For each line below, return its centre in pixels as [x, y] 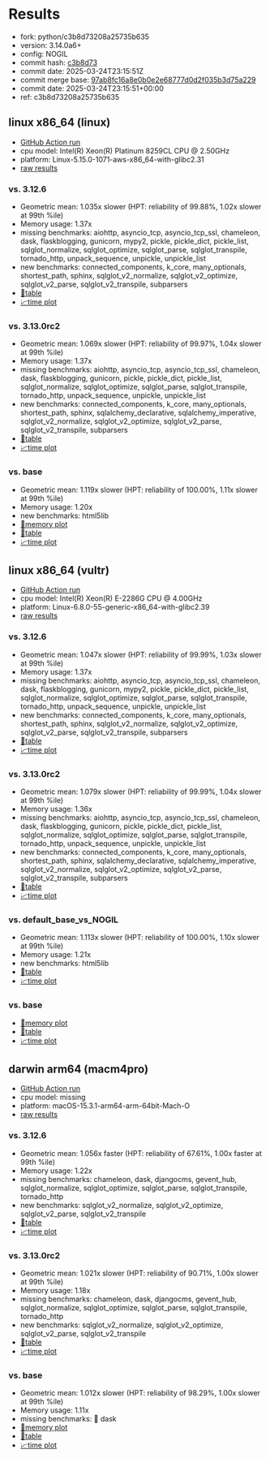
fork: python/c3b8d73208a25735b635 [85, 37]
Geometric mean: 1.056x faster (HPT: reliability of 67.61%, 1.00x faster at [141, 1153]
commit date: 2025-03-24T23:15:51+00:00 [92, 88]
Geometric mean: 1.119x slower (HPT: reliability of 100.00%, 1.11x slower [139, 490]
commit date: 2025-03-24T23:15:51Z [82, 71]
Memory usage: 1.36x [56, 809]
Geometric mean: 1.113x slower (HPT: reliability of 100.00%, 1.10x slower [139, 938]
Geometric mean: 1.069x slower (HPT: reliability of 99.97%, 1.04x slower [141, 344]
